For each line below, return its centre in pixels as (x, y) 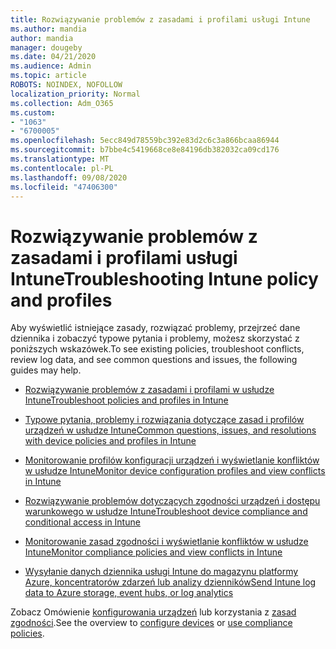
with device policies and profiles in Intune (110, 441)
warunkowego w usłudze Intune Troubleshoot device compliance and (166, 512)
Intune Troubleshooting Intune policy (164, 278)
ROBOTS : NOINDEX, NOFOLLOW (66, 85)
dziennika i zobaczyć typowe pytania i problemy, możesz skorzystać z (155, 338)
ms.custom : (33, 112)
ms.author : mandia (48, 29)
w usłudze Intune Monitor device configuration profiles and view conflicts (175, 471)
